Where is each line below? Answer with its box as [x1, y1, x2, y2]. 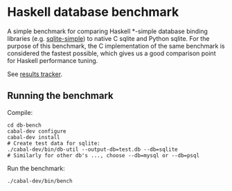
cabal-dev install [7, 134, 60, 140]
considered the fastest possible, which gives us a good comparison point [7, 49, 216, 57]
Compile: [7, 108, 33, 116]
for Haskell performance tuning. [7, 56, 98, 64]
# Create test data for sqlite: [7, 140, 100, 147]
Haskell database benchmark [7, 4, 179, 20]
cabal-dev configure [7, 127, 67, 135]
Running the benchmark [7, 90, 114, 102]
